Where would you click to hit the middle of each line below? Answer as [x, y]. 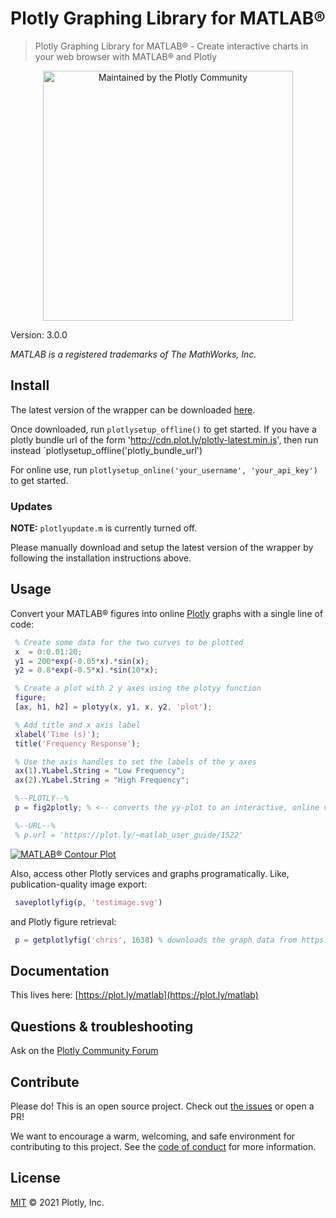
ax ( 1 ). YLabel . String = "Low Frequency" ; [100, 771]
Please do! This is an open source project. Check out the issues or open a [162, 1106]
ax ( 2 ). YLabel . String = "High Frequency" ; [102, 780]
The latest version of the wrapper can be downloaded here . [133, 409]
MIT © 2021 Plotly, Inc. [57, 1202]
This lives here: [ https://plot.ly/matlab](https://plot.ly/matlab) [134, 995]
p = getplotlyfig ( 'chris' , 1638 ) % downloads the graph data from [156, 940]
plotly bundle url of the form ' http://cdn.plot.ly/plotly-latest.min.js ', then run [164, 439]
